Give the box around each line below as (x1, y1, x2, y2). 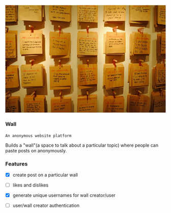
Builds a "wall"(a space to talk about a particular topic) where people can (5, 142, 159, 148)
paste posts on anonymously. (5, 147, 67, 153)
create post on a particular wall (12, 172, 78, 178)
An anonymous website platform (5, 133, 72, 138)
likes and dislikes (12, 182, 49, 188)
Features (5, 160, 28, 167)
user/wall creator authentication (12, 202, 80, 208)
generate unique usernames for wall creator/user (12, 192, 116, 198)
